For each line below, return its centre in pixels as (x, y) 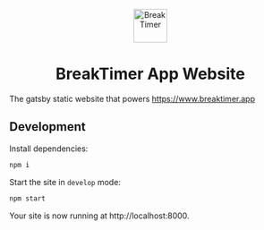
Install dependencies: (49, 149)
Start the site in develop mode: (65, 182)
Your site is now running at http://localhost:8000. (99, 216)
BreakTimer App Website (150, 74)
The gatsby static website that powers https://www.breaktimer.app (132, 98)
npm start (28, 198)
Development (48, 127)
